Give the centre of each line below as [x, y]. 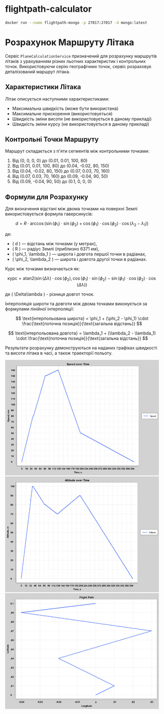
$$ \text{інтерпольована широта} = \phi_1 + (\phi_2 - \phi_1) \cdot [82, 318]
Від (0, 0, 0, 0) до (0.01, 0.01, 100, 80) [50, 161]
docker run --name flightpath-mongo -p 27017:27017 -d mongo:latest [76, 23]
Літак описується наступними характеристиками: [57, 99]
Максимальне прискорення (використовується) [62, 113]
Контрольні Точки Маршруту [52, 139]
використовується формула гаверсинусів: [49, 214]
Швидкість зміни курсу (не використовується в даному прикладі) [81, 124]
